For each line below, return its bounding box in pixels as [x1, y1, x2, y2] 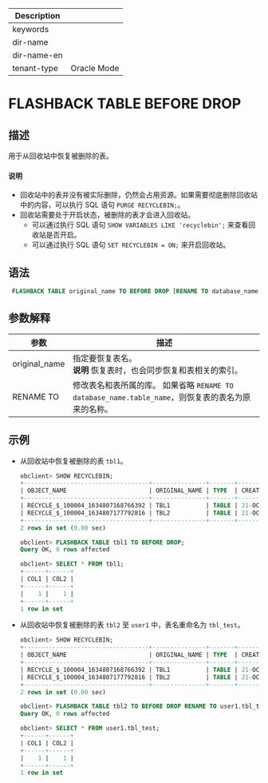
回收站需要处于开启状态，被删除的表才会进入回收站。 [19, 210, 195, 220]
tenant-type [12, 63, 58, 74]
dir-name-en [12, 50, 64, 61]
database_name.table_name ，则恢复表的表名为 [73, 391, 243, 403]
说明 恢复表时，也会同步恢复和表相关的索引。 [73, 364, 243, 376]
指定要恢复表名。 [73, 352, 137, 364]
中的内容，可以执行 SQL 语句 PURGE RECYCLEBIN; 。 [19, 200, 185, 210]
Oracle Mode [70, 63, 120, 74]
